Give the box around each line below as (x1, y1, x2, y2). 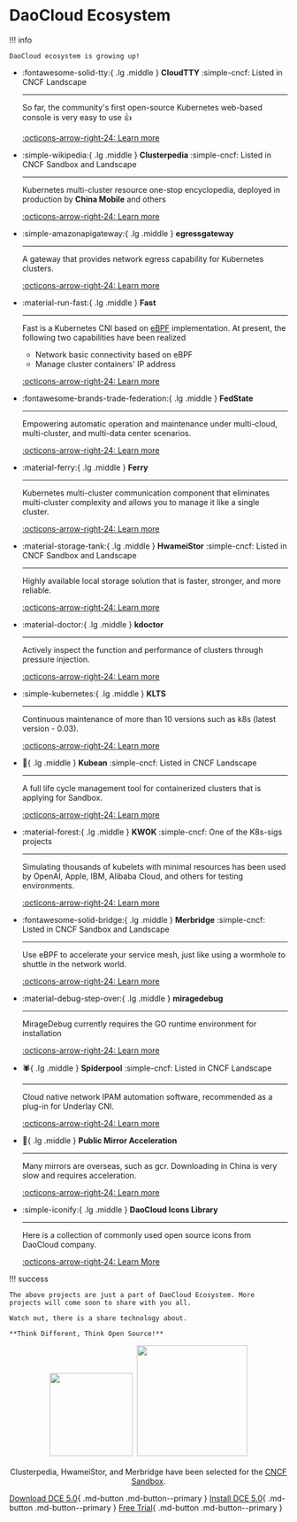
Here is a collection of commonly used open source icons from (21, 1229, 252, 1240)
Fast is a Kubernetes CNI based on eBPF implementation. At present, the (21, 322, 286, 333)
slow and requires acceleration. (21, 1170, 137, 1180)
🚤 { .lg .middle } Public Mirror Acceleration (21, 1134, 178, 1146)
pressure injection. (21, 654, 90, 665)
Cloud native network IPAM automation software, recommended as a (21, 1091, 273, 1102)
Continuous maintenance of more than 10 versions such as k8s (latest (21, 713, 277, 724)
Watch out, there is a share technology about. (9, 1313, 188, 1323)
